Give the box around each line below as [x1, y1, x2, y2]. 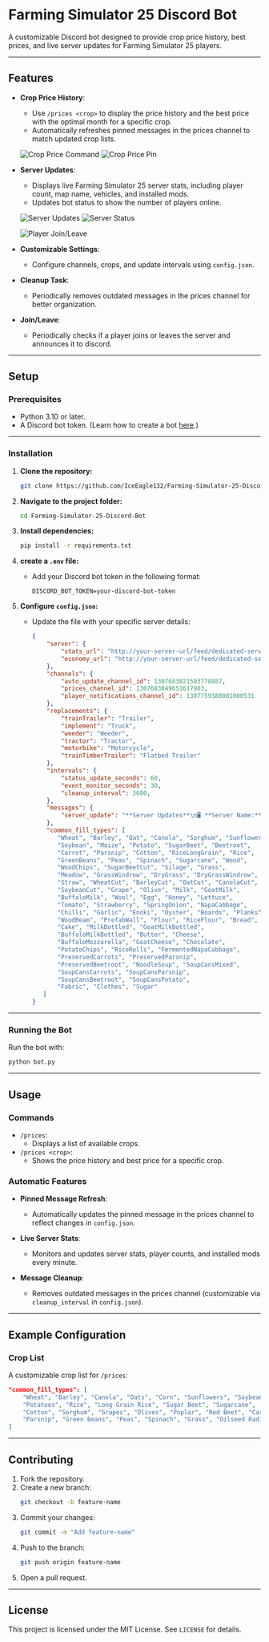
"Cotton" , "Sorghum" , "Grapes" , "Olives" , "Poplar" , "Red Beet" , [22, 1408, 246, 1417]
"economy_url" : [60, 655, 112, 663]
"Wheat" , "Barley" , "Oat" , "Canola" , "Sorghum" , [57, 833, 223, 841]
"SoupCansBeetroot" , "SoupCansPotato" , [57, 975, 191, 983]
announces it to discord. [31, 339, 112, 348]
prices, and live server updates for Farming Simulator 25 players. [8, 40, 223, 50]
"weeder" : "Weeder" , [60, 729, 130, 737]
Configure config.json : [19, 602, 98, 611]
